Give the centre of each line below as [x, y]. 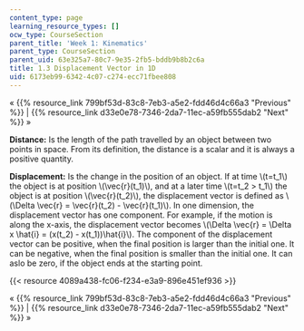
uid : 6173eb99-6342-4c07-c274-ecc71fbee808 [93, 77]
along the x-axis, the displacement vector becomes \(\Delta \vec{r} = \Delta [151, 224]
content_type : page [46, 18]
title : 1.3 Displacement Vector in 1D [83, 69]
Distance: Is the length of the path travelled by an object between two [141, 139]
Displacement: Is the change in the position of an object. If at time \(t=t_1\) [149, 176]
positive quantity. [42, 159]
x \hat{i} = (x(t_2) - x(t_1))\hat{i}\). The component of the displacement [141, 234]
